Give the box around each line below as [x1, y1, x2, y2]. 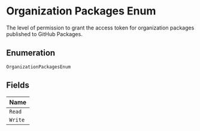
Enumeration [6, 48, 56, 58]
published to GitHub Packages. [6, 30, 83, 37]
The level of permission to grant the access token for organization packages [6, 24, 195, 31]
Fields [6, 80, 30, 91]
